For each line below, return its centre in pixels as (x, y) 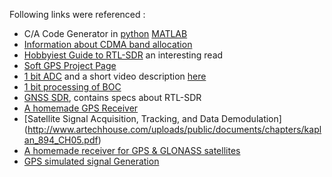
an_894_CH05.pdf (61, 140)
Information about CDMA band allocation (108, 44)
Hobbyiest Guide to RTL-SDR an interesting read (123, 55)
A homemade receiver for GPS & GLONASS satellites (132, 150)
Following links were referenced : (77, 14)
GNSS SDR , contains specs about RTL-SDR (112, 97)
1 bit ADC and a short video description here (115, 76)
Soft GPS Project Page (70, 65)
